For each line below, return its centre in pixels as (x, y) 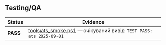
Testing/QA (23, 8)
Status (16, 22)
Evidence (93, 22)
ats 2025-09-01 (46, 36)
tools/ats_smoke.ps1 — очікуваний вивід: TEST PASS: (90, 30)
